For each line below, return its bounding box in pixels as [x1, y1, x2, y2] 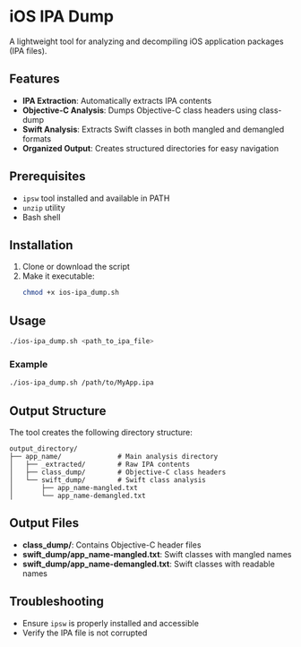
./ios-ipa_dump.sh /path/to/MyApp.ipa [9, 378, 154, 387]
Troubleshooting [9, 594, 105, 609]
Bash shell [21, 211, 61, 222]
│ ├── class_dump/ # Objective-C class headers [9, 468, 227, 477]
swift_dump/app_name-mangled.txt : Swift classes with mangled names [21, 548, 293, 559]
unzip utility [21, 202, 65, 212]
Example [9, 358, 48, 370]
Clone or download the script [21, 262, 130, 272]
